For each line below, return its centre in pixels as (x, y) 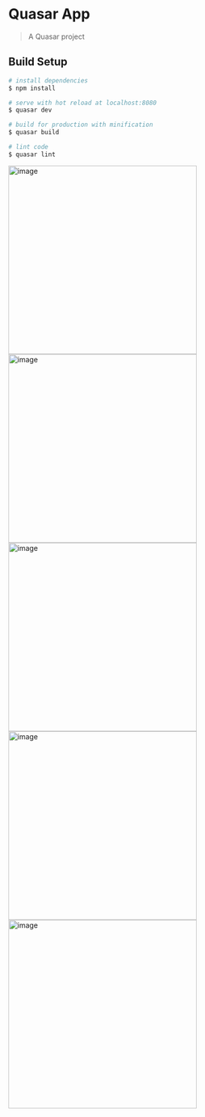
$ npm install (32, 88)
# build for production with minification (81, 125)
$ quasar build (34, 133)
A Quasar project (56, 36)
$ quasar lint (32, 154)
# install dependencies (48, 80)
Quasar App (49, 14)
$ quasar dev (30, 110)
